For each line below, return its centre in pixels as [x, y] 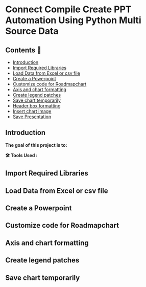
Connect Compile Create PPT [68, 9]
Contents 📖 [23, 50]
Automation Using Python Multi [73, 20]
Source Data [32, 31]
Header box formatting [36, 106]
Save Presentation [32, 117]
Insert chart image [32, 111]
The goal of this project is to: [36, 145]
